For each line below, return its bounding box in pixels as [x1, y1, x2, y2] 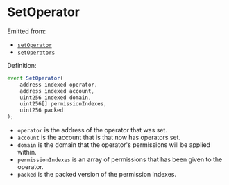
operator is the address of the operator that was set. [17, 126, 168, 134]
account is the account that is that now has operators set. [17, 133, 181, 142]
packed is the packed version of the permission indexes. [17, 170, 177, 179]
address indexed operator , [19, 81, 98, 88]
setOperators [17, 49, 56, 56]
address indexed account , [19, 87, 95, 94]
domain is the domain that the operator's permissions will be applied [17, 141, 210, 149]
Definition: [7, 61, 37, 69]
